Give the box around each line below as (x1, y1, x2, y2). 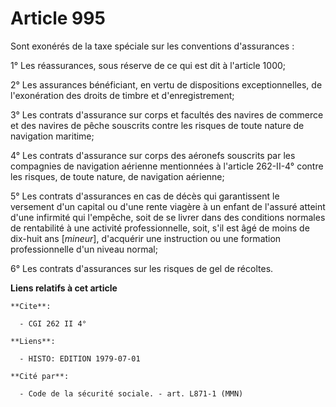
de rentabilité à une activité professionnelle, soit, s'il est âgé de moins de (10, 222, 310, 234)
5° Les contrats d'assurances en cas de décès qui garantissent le (10, 190, 280, 202)
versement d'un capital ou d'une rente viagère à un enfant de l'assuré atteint (10, 200, 326, 212)
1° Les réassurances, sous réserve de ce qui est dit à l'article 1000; (10, 59, 287, 71)
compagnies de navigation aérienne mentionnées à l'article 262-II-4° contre (10, 160, 324, 172)
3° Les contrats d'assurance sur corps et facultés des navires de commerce (10, 108, 324, 121)
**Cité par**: (10, 371, 70, 381)
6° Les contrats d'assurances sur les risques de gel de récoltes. (10, 262, 274, 274)
